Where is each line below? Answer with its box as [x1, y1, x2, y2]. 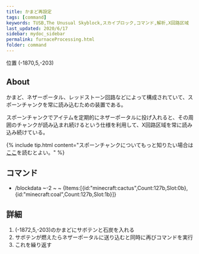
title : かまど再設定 [6, 8, 52, 15]
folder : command [6, 42, 47, 48]
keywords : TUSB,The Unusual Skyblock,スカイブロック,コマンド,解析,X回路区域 [6, 20, 189, 26]
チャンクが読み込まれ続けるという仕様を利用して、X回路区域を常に [16, 121, 182, 128]
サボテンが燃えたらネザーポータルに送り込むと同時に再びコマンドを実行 [14, 234, 193, 241]
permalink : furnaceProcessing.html [6, 36, 95, 42]
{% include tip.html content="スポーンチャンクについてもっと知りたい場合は [6, 141, 194, 148]
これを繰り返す [14, 241, 52, 249]
